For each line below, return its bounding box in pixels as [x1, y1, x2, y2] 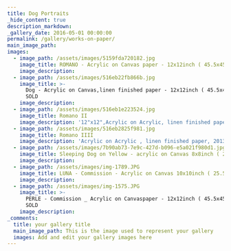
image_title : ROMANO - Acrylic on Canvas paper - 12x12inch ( [19, 61, 201, 68]
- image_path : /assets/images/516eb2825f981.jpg [13, 125, 155, 132]
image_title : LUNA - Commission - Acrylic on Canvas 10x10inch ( [19, 170, 211, 177]
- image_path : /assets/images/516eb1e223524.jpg [13, 106, 155, 113]
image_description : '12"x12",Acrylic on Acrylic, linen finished [19, 118, 211, 126]
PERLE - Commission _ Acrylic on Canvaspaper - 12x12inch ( [25, 195, 201, 203]
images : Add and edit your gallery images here [13, 234, 153, 241]
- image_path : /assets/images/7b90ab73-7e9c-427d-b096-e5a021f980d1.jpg [13, 144, 226, 151]
